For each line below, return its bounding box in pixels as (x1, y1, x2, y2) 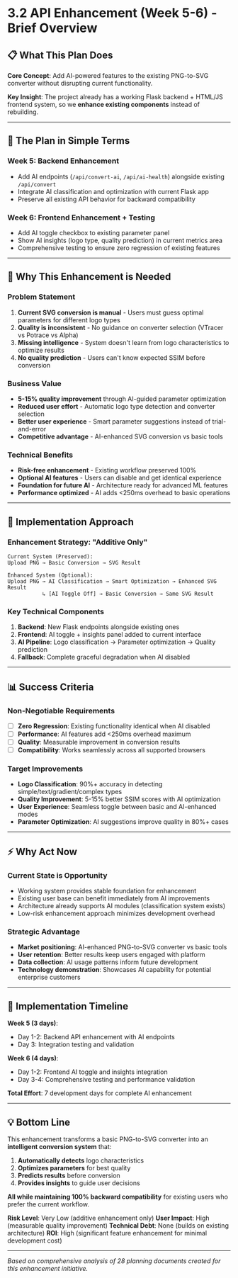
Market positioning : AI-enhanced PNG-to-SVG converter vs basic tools (17, 943, 227, 951)
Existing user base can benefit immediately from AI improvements (17, 894, 210, 903)
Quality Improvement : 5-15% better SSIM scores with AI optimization (17, 795, 221, 803)
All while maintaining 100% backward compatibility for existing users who (7, 1192, 229, 1201)
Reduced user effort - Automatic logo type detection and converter (17, 402, 215, 410)
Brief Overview (7, 20, 98, 36)
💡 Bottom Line (7, 1116, 71, 1128)
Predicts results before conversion (17, 1171, 120, 1180)
